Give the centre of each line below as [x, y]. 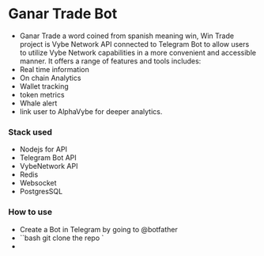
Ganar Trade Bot [63, 14]
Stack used [30, 132]
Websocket [38, 183]
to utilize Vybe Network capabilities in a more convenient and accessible [138, 52]
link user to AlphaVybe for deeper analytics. [91, 111]
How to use [30, 212]
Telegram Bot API [48, 158]
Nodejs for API [43, 149]
